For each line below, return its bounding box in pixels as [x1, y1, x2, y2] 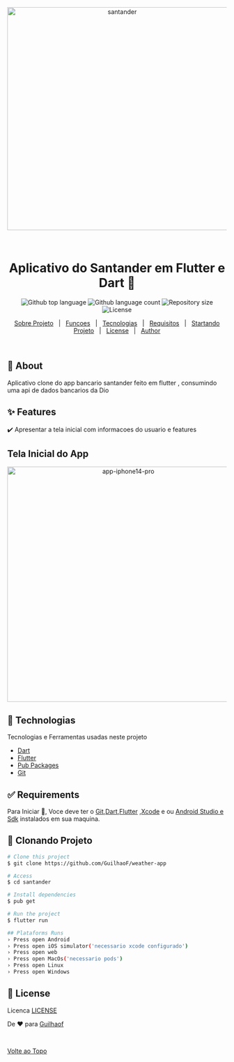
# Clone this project [7, 853, 70, 860]
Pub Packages [17, 761, 59, 769]
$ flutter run [7, 916, 49, 924]
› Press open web [7, 949, 58, 956]
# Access [7, 872, 33, 879]
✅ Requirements [7, 789, 80, 801]
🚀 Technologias [7, 714, 76, 726]
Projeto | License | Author [73, 326, 161, 334]
